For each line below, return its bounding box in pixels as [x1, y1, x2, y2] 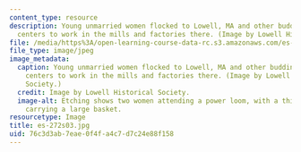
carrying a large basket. [25, 105, 123, 114]
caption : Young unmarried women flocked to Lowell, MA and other [17, 63, 267, 72]
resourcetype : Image [9, 113, 87, 122]
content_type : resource [9, 13, 99, 22]
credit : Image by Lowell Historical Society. [17, 88, 191, 97]
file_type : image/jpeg [9, 46, 94, 55]
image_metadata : [9, 55, 70, 63]
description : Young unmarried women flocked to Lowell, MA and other [9, 21, 275, 30]
